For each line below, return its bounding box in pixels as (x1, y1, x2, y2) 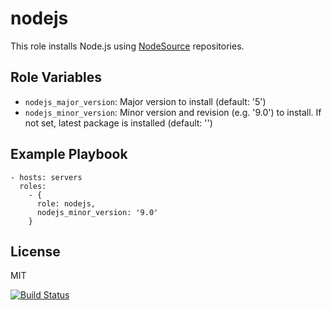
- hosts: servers (10, 172, 83, 182)
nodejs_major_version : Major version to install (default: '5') (24, 95, 267, 107)
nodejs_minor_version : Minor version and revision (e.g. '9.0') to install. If (24, 106, 322, 118)
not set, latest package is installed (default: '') (24, 117, 213, 129)
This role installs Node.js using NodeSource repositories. (10, 40, 245, 52)
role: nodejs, (36, 198, 97, 209)
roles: (19, 181, 47, 191)
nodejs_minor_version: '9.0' (36, 207, 159, 217)
